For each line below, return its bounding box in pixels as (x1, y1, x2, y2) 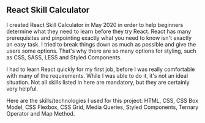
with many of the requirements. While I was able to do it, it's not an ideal (6, 72, 188, 79)
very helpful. (6, 85, 39, 92)
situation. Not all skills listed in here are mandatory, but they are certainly (6, 78, 190, 86)
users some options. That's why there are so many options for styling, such (6, 47, 197, 54)
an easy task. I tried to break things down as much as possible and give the (6, 40, 196, 48)
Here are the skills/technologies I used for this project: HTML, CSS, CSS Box (6, 97, 199, 104)
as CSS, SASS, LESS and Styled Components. (6, 53, 122, 61)
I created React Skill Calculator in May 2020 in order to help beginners (6, 21, 184, 28)
